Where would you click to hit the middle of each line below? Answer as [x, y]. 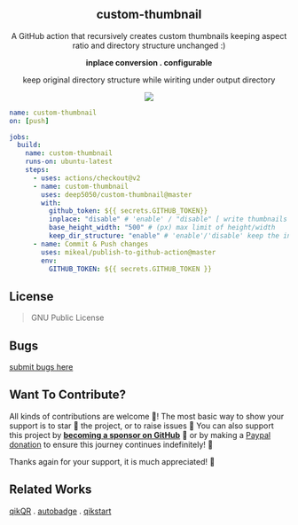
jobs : [19, 137]
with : [51, 203]
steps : [37, 170]
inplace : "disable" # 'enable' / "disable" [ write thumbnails [168, 219]
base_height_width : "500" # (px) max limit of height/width [162, 228]
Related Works [51, 490]
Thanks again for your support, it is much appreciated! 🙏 [112, 461]
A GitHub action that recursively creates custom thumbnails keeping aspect [149, 35]
